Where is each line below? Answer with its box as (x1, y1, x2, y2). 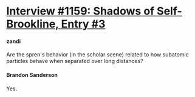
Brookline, (6, 17, 59, 31)
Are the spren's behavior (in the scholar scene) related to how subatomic (6, 51, 190, 58)
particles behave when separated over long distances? (6, 58, 144, 65)
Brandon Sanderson (6, 71, 58, 78)
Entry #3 (61, 17, 106, 31)
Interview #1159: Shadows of (6, 4, 155, 18)
